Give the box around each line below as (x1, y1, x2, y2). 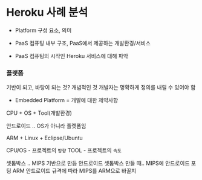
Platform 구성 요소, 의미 (15, 27, 72, 34)
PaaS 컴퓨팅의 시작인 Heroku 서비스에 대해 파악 (15, 52, 129, 59)
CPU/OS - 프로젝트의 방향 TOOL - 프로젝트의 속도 (6, 147, 122, 154)
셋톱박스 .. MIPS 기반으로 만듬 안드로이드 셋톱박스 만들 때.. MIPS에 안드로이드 (6, 159, 190, 167)
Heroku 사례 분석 (6, 5, 88, 19)
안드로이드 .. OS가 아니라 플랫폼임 (6, 122, 86, 130)
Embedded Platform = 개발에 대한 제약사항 (15, 97, 119, 104)
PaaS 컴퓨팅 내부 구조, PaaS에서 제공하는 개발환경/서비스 (15, 39, 151, 47)
